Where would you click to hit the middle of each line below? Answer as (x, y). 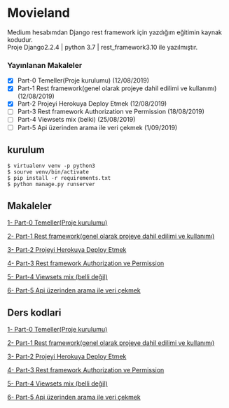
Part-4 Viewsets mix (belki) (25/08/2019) (76, 120)
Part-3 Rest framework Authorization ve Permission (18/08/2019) (111, 112)
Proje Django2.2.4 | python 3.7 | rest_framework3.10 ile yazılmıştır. (103, 47)
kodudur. (20, 39)
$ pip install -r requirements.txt (59, 178)
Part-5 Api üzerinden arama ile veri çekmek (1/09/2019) (97, 127)
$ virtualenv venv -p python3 (51, 166)
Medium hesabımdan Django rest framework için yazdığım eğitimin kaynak (114, 32)
